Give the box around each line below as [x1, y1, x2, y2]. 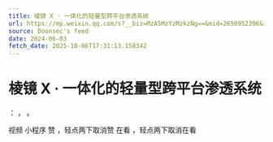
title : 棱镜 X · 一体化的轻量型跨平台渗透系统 [8, 11, 149, 20]
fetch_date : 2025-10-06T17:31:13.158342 [8, 42, 148, 50]
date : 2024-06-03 [8, 34, 67, 43]
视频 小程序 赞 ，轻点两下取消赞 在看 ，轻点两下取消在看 [8, 125, 197, 135]
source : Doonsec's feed [8, 27, 89, 35]
